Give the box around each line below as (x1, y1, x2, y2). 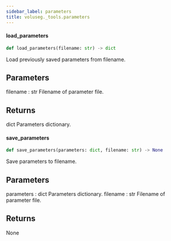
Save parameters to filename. (6, 158, 77, 165)
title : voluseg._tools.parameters (6, 14, 90, 20)
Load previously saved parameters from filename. (6, 56, 126, 63)
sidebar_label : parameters (6, 8, 72, 15)
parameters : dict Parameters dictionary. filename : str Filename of (6, 191, 165, 198)
